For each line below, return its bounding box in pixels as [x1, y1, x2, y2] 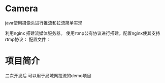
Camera [5, 3, 38, 14]
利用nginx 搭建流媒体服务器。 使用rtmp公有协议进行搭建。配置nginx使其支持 [5, 30, 161, 36]
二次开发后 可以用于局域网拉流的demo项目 [5, 72, 92, 79]
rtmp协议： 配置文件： [5, 36, 51, 42]
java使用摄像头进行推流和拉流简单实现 [5, 20, 83, 26]
